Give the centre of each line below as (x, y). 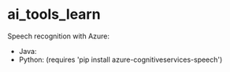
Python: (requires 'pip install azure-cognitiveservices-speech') (121, 59)
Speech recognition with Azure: (59, 36)
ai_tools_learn (54, 14)
